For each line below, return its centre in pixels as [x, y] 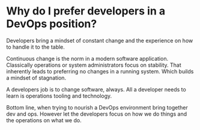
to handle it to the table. [35, 47]
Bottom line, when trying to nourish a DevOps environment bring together [97, 107]
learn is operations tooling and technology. [59, 96]
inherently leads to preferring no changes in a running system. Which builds [100, 71]
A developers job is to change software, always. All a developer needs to [96, 89]
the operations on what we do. [44, 120]
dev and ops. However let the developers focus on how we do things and [97, 114]
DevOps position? [52, 24]
